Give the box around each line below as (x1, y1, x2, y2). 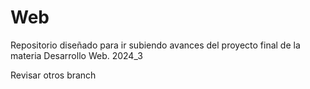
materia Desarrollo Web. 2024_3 (10, 49, 143, 61)
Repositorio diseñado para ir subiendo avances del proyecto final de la (10, 39, 301, 51)
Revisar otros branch (10, 69, 97, 81)
